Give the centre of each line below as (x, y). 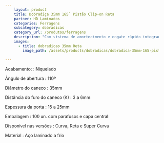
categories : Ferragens (37, 23)
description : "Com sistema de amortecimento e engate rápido (77, 37)
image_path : (35, 50)
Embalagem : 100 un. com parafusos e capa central (57, 116)
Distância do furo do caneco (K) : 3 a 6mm (48, 97)
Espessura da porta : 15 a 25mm (37, 107)
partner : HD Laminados (37, 19)
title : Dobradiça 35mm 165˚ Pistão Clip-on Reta (64, 14)
